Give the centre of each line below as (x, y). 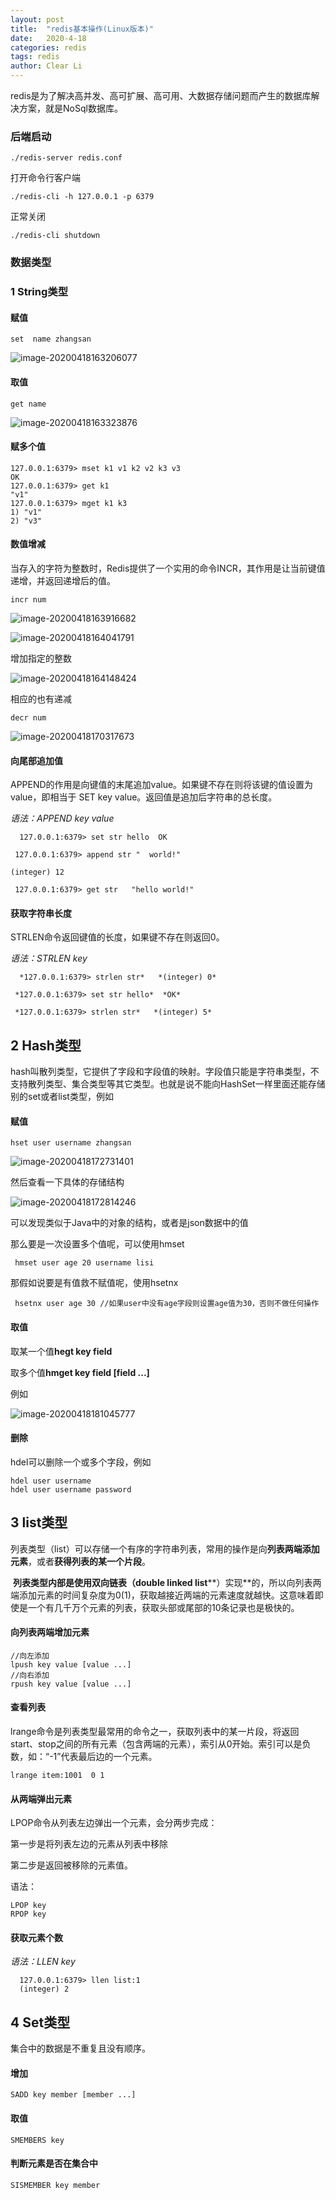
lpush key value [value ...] (71, 1664)
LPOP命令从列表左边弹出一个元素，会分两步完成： (114, 1823)
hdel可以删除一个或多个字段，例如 (81, 1462)
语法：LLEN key (43, 1962)
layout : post (37, 19)
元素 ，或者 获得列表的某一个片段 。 (80, 1561)
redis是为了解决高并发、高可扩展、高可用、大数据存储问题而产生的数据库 (161, 95)
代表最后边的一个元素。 (109, 1756)
